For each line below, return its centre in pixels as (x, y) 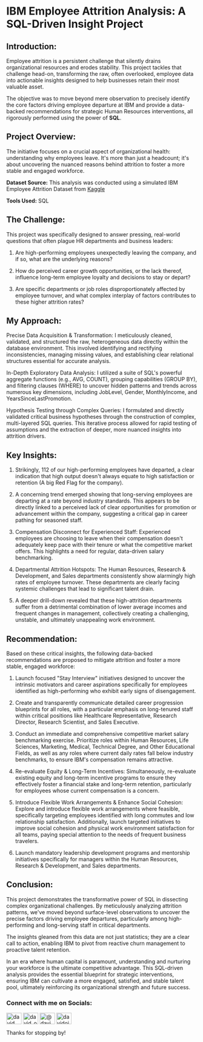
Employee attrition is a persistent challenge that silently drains (84, 61)
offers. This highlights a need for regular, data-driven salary (89, 551)
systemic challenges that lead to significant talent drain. (85, 589)
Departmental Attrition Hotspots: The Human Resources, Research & (100, 569)
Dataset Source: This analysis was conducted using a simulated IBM (92, 182)
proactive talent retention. (38, 949)
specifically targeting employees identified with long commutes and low (105, 815)
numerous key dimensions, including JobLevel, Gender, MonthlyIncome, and (102, 392)
